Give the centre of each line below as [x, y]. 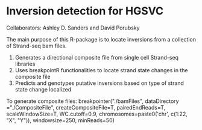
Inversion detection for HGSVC [85, 11]
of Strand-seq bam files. [36, 46]
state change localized [43, 89]
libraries [25, 64]
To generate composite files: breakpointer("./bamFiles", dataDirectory [93, 101]
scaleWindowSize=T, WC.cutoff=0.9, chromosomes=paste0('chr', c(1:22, [97, 114]
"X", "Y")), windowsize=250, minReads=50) [60, 120]
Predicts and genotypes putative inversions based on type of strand [99, 83]
